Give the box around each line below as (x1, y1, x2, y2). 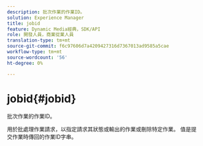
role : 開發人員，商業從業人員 (7, 32, 74, 38)
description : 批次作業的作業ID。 (7, 9, 85, 15)
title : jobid (7, 20, 40, 26)
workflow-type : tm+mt (7, 49, 63, 55)
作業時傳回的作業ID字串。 (12, 133, 77, 141)
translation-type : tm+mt (7, 37, 71, 43)
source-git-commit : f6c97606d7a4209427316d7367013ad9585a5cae (7, 43, 169, 49)
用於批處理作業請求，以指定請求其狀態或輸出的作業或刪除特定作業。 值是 (7, 126, 191, 133)
